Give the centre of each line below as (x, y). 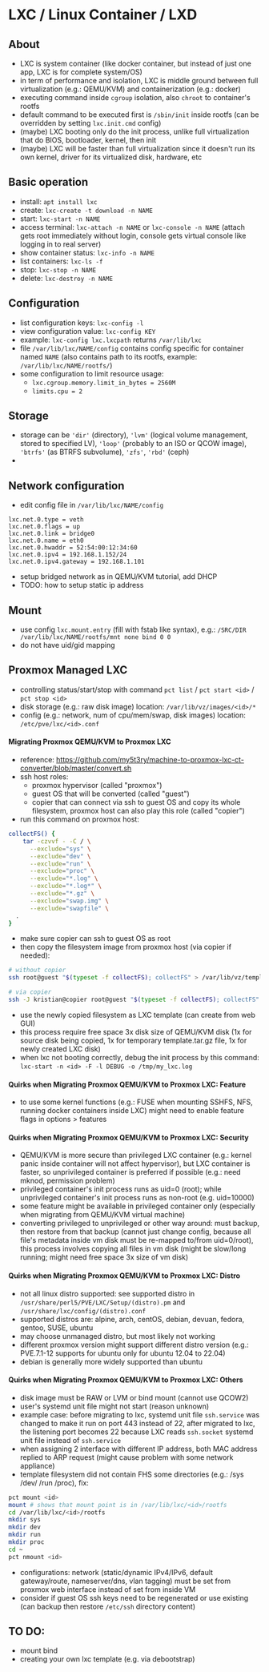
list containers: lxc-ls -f (61, 261)
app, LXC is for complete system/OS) (81, 72)
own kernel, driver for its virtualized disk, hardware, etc (111, 157)
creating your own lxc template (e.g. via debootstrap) (107, 1659)
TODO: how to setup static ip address (82, 585)
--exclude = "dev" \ (60, 856)
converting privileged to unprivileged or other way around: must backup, (140, 1224)
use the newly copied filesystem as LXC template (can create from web (138, 1015)
